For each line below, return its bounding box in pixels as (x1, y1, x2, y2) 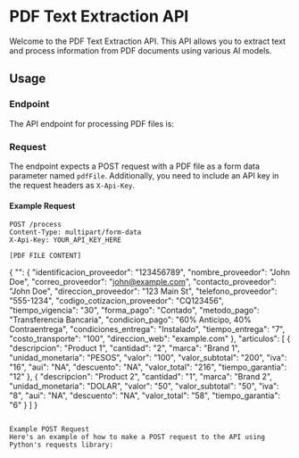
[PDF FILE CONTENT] (9, 252, 82, 261)
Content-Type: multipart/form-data (9, 228, 142, 237)
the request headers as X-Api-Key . (9, 179, 136, 190)
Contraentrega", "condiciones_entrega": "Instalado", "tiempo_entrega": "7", (9, 324, 286, 335)
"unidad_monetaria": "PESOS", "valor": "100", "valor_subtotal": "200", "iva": (9, 353, 287, 363)
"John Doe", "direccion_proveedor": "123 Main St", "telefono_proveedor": (9, 286, 278, 296)
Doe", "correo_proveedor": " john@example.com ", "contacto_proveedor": (9, 277, 277, 287)
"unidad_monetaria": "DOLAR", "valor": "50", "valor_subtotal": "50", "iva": (9, 381, 279, 392)
